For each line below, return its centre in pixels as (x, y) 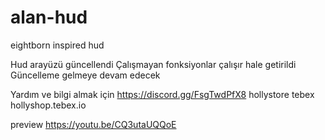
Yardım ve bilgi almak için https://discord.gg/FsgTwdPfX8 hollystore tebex (162, 94)
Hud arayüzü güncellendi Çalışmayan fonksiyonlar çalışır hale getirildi (153, 64)
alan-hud (49, 17)
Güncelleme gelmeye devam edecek (85, 75)
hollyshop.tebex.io (48, 105)
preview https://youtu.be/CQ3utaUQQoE (93, 124)
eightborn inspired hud (57, 45)
